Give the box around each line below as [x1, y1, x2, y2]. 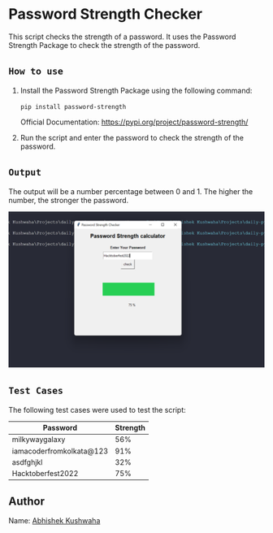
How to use [8, 66, 63, 77]
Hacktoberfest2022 [11, 469, 79, 478]
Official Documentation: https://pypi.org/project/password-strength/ [19, 117, 249, 127]
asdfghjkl [11, 457, 43, 467]
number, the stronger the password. [8, 195, 129, 205]
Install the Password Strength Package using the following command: [19, 85, 253, 95]
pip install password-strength [19, 102, 127, 110]
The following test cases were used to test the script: [8, 405, 186, 414]
